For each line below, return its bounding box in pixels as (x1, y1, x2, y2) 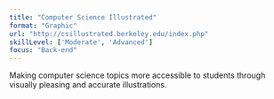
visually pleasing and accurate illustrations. (9, 80, 167, 90)
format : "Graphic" (9, 21, 77, 30)
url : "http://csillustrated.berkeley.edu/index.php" (9, 29, 209, 38)
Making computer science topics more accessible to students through (9, 70, 266, 80)
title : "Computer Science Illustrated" (9, 12, 157, 22)
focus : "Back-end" (9, 46, 77, 55)
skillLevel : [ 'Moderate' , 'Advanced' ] (9, 37, 153, 47)
